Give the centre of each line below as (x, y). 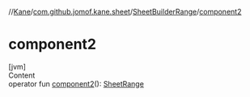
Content (22, 75)
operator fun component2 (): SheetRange (76, 83)
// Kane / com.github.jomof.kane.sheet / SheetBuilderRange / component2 (125, 12)
